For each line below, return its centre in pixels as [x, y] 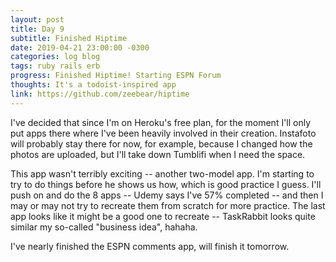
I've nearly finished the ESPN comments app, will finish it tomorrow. [150, 246]
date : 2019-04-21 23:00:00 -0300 [80, 47]
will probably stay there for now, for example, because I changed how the [161, 143]
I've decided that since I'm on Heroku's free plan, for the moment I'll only [161, 122]
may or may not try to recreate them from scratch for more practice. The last [168, 205]
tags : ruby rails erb [55, 66]
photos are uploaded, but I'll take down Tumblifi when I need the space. [158, 154]
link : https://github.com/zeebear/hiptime [100, 94]
